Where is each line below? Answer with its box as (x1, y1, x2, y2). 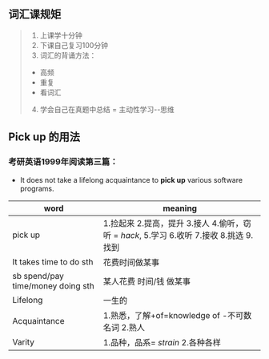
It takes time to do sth (12, 256, 94, 267)
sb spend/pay (12, 270, 64, 281)
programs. (19, 184, 54, 193)
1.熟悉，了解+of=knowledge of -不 (102, 309, 236, 321)
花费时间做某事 (102, 256, 160, 268)
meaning (163, 203, 198, 214)
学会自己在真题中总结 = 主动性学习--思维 (39, 104, 175, 114)
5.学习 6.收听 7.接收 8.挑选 (143, 229, 244, 240)
